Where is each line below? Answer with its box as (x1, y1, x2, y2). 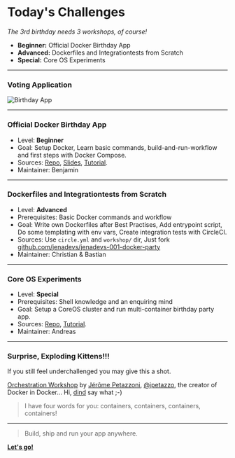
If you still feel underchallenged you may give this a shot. (7, 367, 171, 375)
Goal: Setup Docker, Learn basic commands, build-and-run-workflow (17, 143, 218, 151)
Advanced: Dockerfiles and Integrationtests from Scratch (17, 48, 184, 57)
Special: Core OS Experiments (17, 55, 106, 64)
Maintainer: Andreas (17, 327, 76, 336)
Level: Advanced (17, 205, 68, 214)
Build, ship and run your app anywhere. (24, 429, 138, 438)
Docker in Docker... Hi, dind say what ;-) (7, 388, 122, 396)
